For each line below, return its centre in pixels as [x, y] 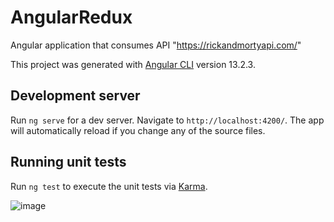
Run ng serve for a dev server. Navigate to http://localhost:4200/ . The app [167, 120]
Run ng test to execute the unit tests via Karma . [109, 186]
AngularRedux [71, 17]
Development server [75, 96]
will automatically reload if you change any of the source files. [138, 130]
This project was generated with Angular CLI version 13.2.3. [133, 64]
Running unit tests [68, 162]
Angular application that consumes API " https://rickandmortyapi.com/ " [156, 45]
